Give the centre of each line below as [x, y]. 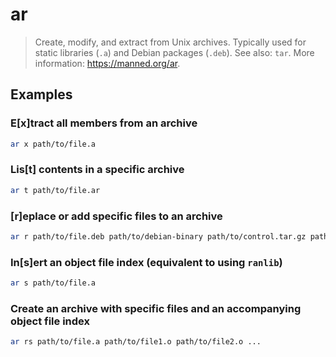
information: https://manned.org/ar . [107, 63]
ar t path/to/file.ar [55, 190]
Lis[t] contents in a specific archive [97, 170]
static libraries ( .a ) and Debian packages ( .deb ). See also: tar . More [174, 52]
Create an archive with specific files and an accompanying [156, 308]
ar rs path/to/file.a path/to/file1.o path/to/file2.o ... [136, 342]
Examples [41, 94]
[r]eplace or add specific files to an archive [116, 216]
